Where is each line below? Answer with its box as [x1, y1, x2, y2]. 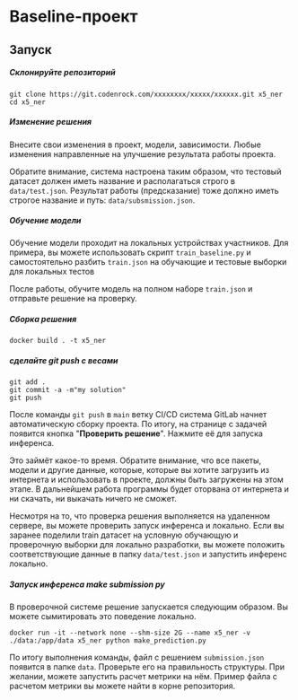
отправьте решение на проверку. [9, 293, 137, 304]
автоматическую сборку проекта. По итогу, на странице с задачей [9, 419, 267, 430]
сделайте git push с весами [9, 355, 118, 366]
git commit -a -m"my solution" [9, 386, 127, 395]
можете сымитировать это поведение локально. [9, 611, 197, 622]
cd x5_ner [9, 97, 47, 107]
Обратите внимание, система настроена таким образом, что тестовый [9, 166, 282, 177]
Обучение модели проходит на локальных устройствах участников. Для [9, 238, 289, 249]
